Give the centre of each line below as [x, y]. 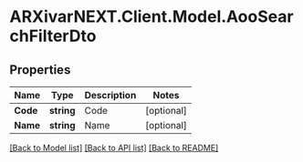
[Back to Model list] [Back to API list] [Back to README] [114, 148]
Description [110, 95]
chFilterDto [53, 36]
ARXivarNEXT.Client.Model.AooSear [151, 17]
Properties [40, 70]
